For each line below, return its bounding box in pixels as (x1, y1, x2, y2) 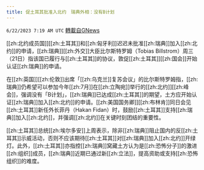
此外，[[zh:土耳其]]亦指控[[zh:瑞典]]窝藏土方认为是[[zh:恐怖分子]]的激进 (16, 142, 197, 149)
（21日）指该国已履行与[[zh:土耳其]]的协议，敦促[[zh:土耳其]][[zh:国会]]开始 (6, 54, 197, 62)
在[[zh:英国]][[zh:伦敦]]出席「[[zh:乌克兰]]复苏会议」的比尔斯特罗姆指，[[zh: (6, 75, 199, 83)
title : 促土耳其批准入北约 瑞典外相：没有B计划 (6, 9, 115, 15)
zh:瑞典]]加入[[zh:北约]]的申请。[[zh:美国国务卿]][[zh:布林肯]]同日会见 (15, 98, 191, 106)
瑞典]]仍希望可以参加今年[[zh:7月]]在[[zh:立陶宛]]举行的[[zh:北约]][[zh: (6, 83, 184, 91)
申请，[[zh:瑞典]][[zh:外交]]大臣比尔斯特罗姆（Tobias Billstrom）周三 (21, 47, 194, 54)
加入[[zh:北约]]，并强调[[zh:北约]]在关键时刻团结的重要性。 (15, 114, 165, 121)
